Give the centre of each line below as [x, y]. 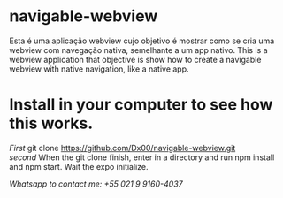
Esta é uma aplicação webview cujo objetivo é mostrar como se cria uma [142, 41]
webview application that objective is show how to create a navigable [135, 59]
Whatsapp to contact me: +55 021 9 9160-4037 [96, 184]
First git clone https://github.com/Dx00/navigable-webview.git [122, 148]
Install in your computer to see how [141, 105]
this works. [51, 123]
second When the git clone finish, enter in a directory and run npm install [142, 157]
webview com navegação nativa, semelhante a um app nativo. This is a [138, 49]
